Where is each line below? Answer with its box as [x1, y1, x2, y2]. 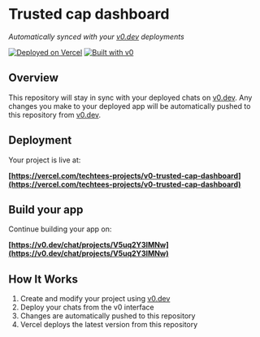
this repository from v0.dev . [8, 110, 102, 119]
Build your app [8, 202, 84, 216]
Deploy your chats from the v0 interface [19, 302, 154, 313]
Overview [8, 71, 59, 85]
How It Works [8, 272, 79, 286]
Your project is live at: [8, 155, 81, 165]
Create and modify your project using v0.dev [19, 294, 171, 304]
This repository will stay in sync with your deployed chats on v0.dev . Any [8, 93, 253, 102]
